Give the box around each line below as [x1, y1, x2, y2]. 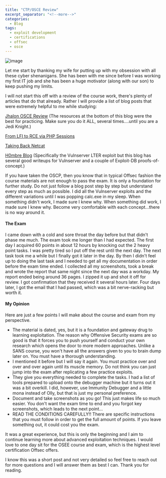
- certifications [9, 35, 46, 40]
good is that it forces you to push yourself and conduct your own [12, 338, 145, 344]
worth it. [5, 290, 22, 296]
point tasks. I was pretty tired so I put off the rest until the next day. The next [5, 247, 161, 253]
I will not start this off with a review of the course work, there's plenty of [5, 93, 152, 99]
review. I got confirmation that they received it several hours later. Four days [5, 279, 161, 285]
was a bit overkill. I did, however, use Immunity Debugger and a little [12, 385, 152, 391]
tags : [5, 26, 16, 31]
